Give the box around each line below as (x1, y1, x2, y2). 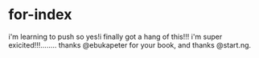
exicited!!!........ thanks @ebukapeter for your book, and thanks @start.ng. (8, 40, 252, 49)
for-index (8, 6, 72, 24)
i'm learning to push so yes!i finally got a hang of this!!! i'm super (8, 32, 223, 41)
